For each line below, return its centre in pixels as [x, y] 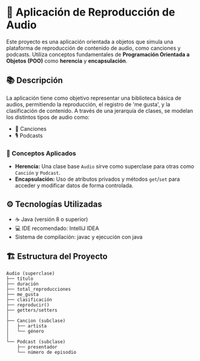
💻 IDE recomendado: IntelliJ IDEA [57, 228]
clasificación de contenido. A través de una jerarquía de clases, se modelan [100, 111]
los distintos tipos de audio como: [48, 117]
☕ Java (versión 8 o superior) [51, 219]
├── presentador [38, 347]
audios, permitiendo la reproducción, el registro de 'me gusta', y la [88, 104]
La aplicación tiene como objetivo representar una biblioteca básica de [94, 98]
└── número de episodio [47, 352]
